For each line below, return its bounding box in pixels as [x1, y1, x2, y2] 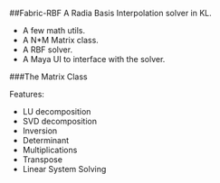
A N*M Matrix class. [22, 35, 100, 45]
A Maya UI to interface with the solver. [22, 54, 166, 64]
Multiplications [22, 144, 78, 155]
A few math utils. [22, 25, 86, 35]
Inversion [22, 125, 58, 136]
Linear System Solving [22, 164, 107, 174]
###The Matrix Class [9, 71, 88, 82]
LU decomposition [22, 106, 91, 116]
